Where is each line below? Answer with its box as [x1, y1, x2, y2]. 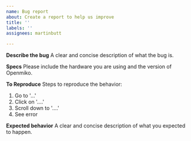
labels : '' [6, 25, 33, 31]
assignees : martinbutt [6, 31, 62, 36]
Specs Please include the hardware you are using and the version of [6, 63, 172, 70]
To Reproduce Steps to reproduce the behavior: [6, 80, 122, 88]
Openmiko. [6, 69, 33, 76]
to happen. [6, 129, 32, 136]
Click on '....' [14, 98, 45, 106]
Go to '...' [14, 92, 36, 99]
